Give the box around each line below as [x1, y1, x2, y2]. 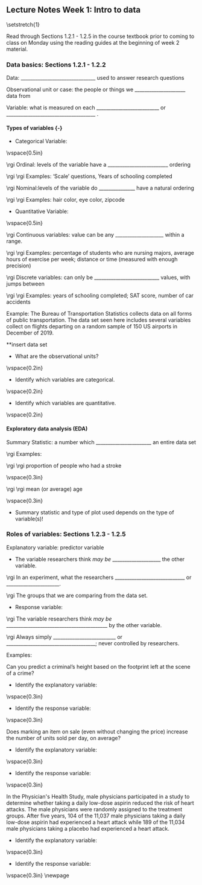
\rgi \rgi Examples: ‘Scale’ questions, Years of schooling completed [6, 173, 173, 180]
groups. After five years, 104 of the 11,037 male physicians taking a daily [6, 812, 186, 819]
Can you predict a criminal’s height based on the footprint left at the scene [6, 663, 191, 670]
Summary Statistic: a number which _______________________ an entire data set [6, 438, 197, 446]
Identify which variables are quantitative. [14, 400, 116, 407]
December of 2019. [6, 329, 54, 337]
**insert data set [6, 341, 48, 348]
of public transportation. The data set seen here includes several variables [6, 316, 191, 324]
